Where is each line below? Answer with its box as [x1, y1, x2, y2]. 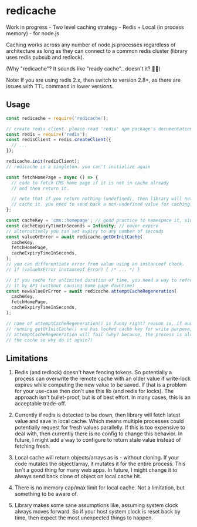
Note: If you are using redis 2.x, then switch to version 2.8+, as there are [6, 76, 181, 83]
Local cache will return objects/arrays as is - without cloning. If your [14, 454, 179, 461]
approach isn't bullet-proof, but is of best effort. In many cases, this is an [14, 394, 191, 401]
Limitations [6, 353, 48, 363]
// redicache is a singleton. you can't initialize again [6, 163, 151, 170]
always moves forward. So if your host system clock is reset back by [14, 508, 181, 515]
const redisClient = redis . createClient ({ [6, 137, 111, 143]
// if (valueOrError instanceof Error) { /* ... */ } [6, 266, 141, 273]
